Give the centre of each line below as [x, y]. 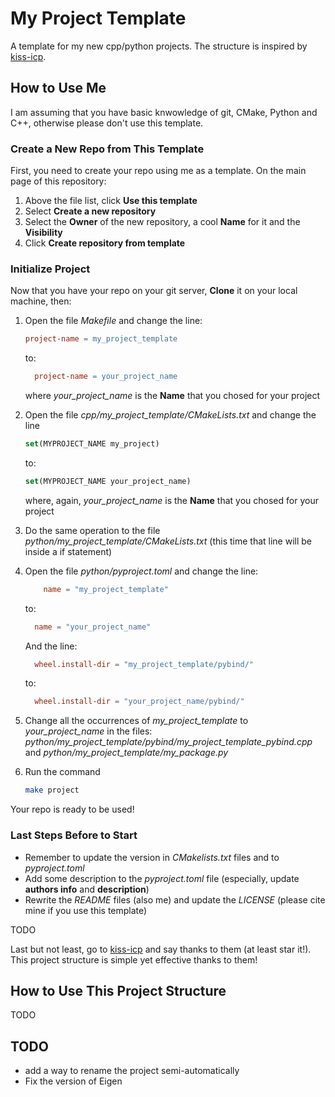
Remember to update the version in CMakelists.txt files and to [152, 857]
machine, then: [41, 301]
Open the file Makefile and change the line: [113, 321]
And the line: [51, 646]
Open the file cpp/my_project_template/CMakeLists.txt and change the [170, 415]
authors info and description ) [87, 889]
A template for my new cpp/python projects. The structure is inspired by [159, 46]
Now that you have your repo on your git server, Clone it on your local [154, 291]
